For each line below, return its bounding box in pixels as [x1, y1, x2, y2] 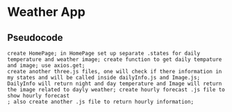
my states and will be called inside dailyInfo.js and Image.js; [7, 74, 200, 81]
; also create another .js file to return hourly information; [7, 98, 194, 105]
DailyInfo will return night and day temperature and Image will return [7, 80, 222, 87]
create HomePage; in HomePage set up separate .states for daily [7, 50, 200, 57]
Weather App [7, 4, 85, 20]
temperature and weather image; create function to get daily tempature [7, 56, 222, 63]
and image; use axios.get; [7, 62, 85, 69]
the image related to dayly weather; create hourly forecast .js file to [7, 86, 226, 93]
